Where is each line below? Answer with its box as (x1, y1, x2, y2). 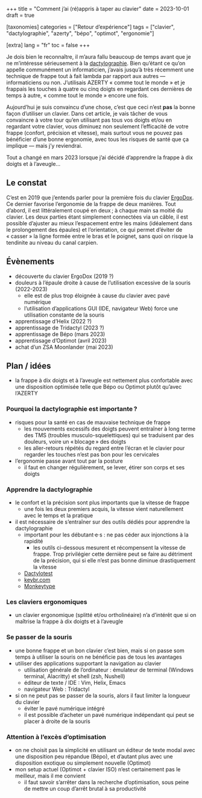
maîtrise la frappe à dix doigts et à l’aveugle (14, 618, 124, 625)
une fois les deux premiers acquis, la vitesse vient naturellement (24, 506, 184, 513)
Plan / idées (6, 361, 51, 371)
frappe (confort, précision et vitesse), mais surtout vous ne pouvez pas (6, 130, 183, 136)
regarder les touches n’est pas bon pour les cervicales (24, 450, 160, 458)
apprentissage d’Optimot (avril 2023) (14, 337, 107, 344)
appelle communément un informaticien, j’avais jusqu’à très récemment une (6, 66, 194, 73)
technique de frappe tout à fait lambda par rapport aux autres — (6, 73, 166, 79)
